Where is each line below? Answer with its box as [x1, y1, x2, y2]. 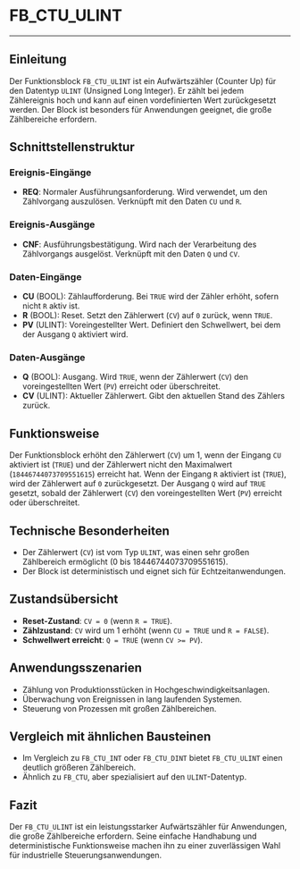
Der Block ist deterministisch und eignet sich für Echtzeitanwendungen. [21, 565, 286, 577]
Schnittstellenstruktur [9, 139, 136, 155]
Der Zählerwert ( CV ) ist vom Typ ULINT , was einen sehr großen [21, 546, 250, 557]
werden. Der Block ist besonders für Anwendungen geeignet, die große [9, 104, 272, 114]
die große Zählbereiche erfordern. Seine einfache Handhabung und [9, 831, 257, 841]
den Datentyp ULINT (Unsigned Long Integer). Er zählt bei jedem [9, 85, 244, 96]
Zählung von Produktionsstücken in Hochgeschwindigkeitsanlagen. [21, 684, 271, 695]
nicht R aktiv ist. [21, 300, 80, 311]
